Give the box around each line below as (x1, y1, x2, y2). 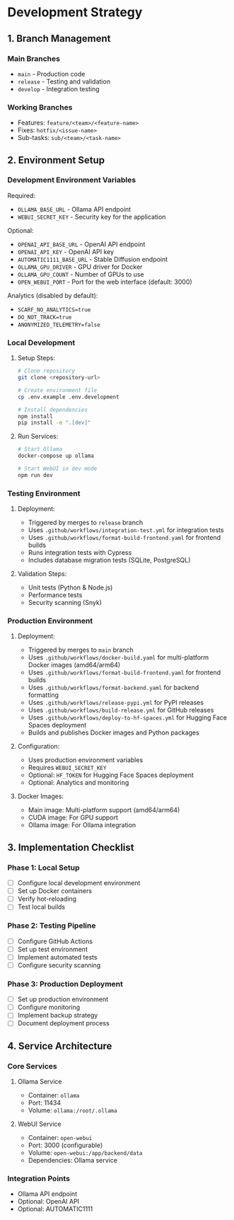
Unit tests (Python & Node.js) (28, 583, 113, 592)
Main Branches (7, 54, 60, 64)
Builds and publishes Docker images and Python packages (28, 728, 199, 737)
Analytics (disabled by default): (7, 291, 98, 299)
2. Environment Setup (7, 154, 105, 166)
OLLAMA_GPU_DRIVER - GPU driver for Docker (17, 263, 143, 271)
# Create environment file (17, 386, 98, 393)
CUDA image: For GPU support (28, 813, 119, 822)
